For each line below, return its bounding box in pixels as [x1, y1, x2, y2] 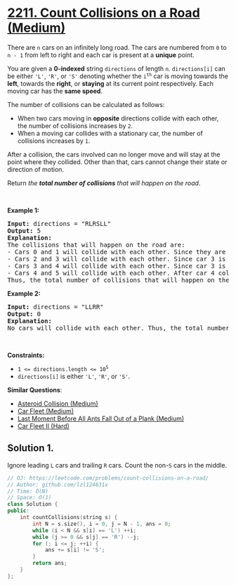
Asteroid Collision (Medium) [17, 399, 98, 408]
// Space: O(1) [7, 494, 52, 501]
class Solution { [7, 501, 58, 508]
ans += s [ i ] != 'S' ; [44, 547, 105, 554]
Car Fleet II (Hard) [17, 421, 70, 430]
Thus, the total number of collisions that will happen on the [7, 276, 230, 284]
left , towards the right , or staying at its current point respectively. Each [7, 79, 214, 87]
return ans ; [32, 560, 68, 567]
